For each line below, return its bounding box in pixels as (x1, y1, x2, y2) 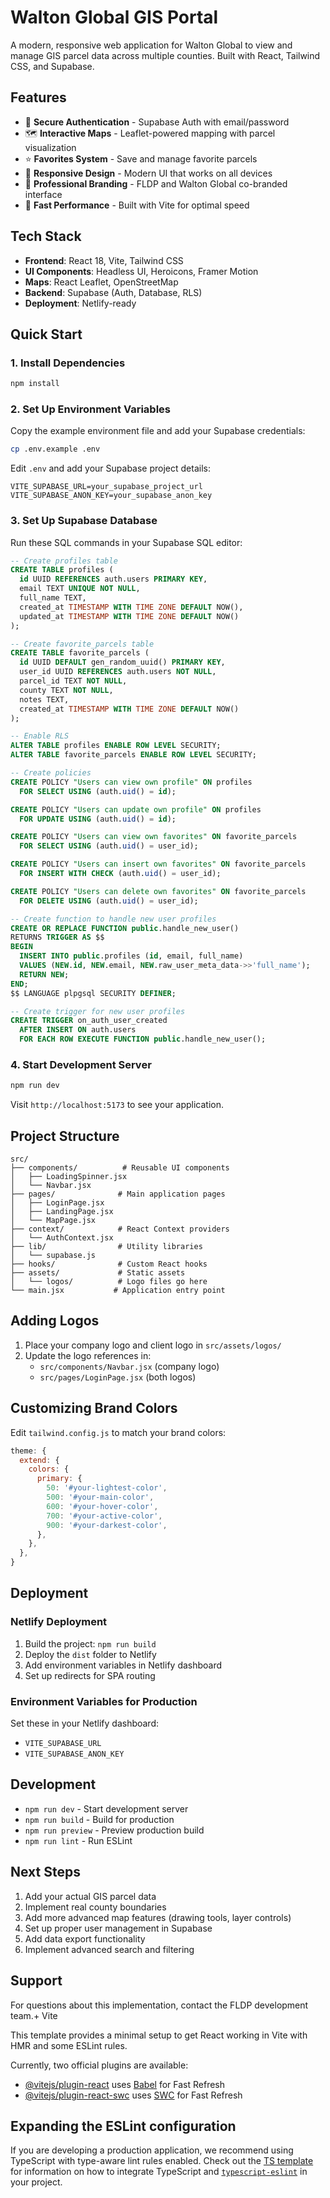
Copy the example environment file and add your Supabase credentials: (10, 425, 306, 437)
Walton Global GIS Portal (10, 6, 219, 29)
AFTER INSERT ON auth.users (19, 1025, 137, 1035)
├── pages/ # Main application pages (10, 1189, 226, 1200)
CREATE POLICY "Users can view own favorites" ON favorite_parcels (10, 832, 298, 842)
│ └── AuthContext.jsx (10, 1233, 114, 1243)
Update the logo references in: (24, 1349, 152, 1361)
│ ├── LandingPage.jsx (10, 1207, 114, 1217)
